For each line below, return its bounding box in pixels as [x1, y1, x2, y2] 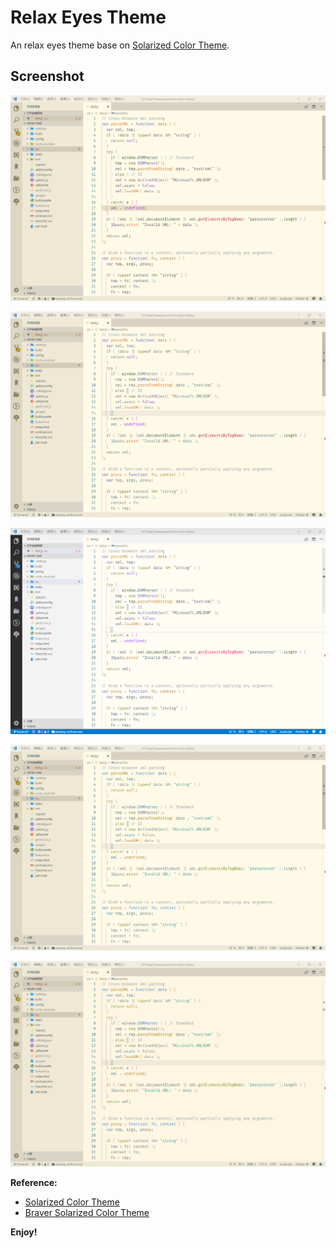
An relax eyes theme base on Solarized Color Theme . [10, 39, 230, 51]
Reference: [10, 1177, 58, 1189]
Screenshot [10, 68, 85, 85]
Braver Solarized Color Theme [24, 1207, 150, 1219]
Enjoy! [10, 1226, 38, 1238]
